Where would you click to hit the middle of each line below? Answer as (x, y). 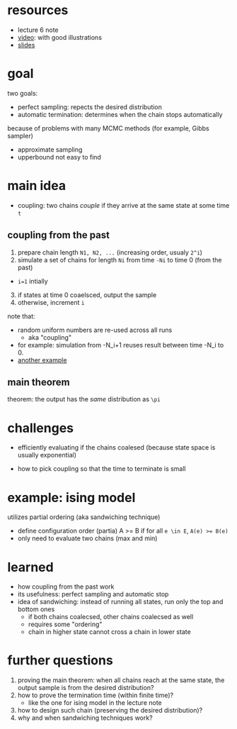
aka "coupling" (50, 337)
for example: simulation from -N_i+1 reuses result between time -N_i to (121, 345)
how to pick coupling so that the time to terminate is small (102, 469)
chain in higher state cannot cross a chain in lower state (109, 632)
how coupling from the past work (66, 586)
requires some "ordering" (65, 624)
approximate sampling (50, 149)
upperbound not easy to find (59, 157)
